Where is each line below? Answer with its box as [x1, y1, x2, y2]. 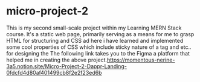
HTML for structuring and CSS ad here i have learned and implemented [6, 37, 184, 44]
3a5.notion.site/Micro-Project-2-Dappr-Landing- [6, 62, 127, 70]
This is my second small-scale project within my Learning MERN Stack [6, 24, 182, 31]
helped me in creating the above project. [6, 56, 108, 63]
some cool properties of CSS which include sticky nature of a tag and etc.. [6, 43, 192, 51]
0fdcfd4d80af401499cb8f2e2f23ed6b [6, 69, 102, 76]
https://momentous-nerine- [106, 56, 175, 63]
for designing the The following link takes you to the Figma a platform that [6, 49, 190, 57]
